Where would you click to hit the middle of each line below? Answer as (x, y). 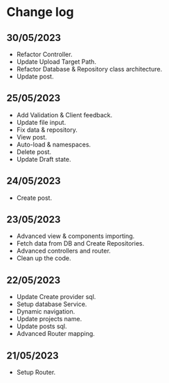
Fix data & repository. (47, 130)
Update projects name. (49, 319)
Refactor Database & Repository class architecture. (89, 69)
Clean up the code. (44, 258)
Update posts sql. (42, 326)
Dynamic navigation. (46, 312)
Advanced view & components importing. (75, 236)
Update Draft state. (44, 159)
